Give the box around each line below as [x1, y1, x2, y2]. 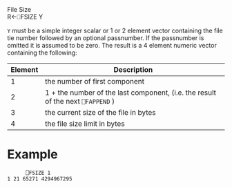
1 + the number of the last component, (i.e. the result [44, 88, 216, 97]
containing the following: [7, 48, 77, 57]
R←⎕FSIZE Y [7, 12, 43, 21]
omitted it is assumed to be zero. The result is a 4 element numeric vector [7, 41, 217, 49]
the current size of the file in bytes [44, 108, 156, 117]
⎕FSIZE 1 [25, 169, 51, 176]
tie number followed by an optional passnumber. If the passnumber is [7, 34, 204, 42]
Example [7, 147, 58, 162]
